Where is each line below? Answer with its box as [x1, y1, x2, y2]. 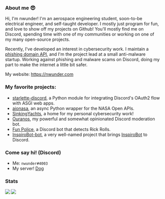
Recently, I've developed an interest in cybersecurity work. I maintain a [5, 46, 149, 52]
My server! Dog [12, 165, 44, 171]
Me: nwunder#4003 [12, 160, 48, 166]
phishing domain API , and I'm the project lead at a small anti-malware [5, 51, 146, 57]
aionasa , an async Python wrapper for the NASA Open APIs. [12, 105, 134, 111]
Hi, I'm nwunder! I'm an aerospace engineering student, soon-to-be [5, 16, 143, 22]
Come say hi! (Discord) [5, 149, 62, 156]
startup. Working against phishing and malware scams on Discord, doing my [5, 57, 160, 63]
